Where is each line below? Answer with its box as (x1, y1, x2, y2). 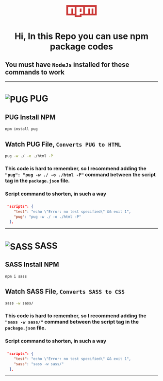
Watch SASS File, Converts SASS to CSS (5, 287, 125, 295)
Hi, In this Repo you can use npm (14, 31, 149, 42)
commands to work (5, 68, 65, 76)
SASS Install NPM (5, 260, 59, 269)
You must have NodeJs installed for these (5, 60, 130, 69)
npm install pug (5, 127, 38, 131)
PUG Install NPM (5, 113, 56, 121)
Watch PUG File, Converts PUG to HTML (5, 140, 121, 148)
